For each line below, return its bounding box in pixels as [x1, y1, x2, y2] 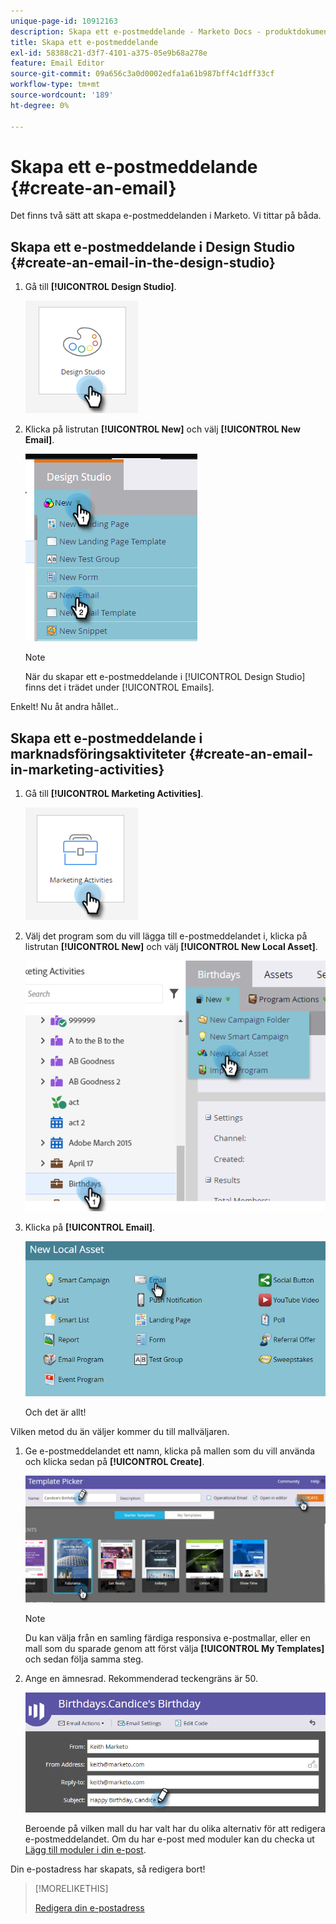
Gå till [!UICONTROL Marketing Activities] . [24, 788, 204, 800]
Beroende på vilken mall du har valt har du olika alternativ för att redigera [24, 1822, 326, 1834]
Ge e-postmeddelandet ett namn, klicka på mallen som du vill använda [24, 1445, 316, 1457]
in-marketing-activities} [10, 761, 165, 778]
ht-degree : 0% [10, 100, 70, 110]
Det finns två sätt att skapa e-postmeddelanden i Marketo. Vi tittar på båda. [10, 210, 322, 222]
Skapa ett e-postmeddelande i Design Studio [10, 238, 296, 255]
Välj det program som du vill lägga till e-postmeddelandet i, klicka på [24, 930, 308, 942]
